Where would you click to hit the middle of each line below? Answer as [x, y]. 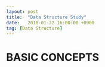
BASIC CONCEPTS [53, 58]
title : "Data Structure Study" [46, 17]
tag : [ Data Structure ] [34, 28]
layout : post [22, 12]
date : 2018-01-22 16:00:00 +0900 [50, 23]
